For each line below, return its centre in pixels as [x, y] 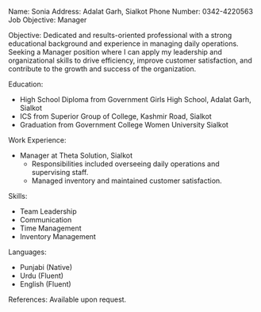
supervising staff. [60, 172]
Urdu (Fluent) [42, 276]
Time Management [50, 228]
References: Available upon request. [67, 299]
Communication [46, 220]
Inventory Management [58, 236]
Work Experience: [37, 140]
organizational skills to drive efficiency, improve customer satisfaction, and [130, 60]
